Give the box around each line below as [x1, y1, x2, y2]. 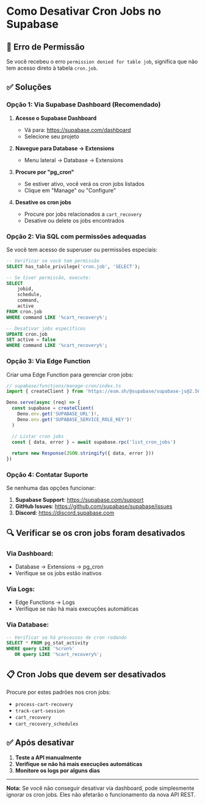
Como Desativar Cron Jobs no [6, 4, 162, 18]
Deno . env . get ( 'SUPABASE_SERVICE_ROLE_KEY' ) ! [17, 416, 132, 423]
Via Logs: [6, 584, 35, 593]
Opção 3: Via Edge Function [6, 357, 90, 365]
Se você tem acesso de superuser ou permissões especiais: [6, 246, 157, 253]
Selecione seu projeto [24, 133, 79, 140]
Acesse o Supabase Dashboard [15, 114, 96, 122]
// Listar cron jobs [12, 433, 64, 439]
